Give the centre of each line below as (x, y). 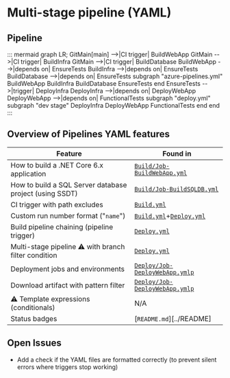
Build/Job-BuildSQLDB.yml (177, 189)
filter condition (34, 255)
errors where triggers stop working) (67, 367)
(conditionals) (33, 307)
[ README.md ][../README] (173, 318)
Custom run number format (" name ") (68, 215)
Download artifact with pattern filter (68, 285)
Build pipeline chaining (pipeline (62, 226)
